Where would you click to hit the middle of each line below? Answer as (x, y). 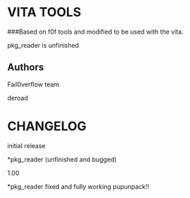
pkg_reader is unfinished (43, 45)
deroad (18, 98)
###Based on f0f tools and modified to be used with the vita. (96, 32)
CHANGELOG (47, 126)
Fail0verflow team (33, 84)
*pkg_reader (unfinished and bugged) (62, 159)
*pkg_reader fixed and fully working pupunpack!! (78, 186)
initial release (26, 145)
